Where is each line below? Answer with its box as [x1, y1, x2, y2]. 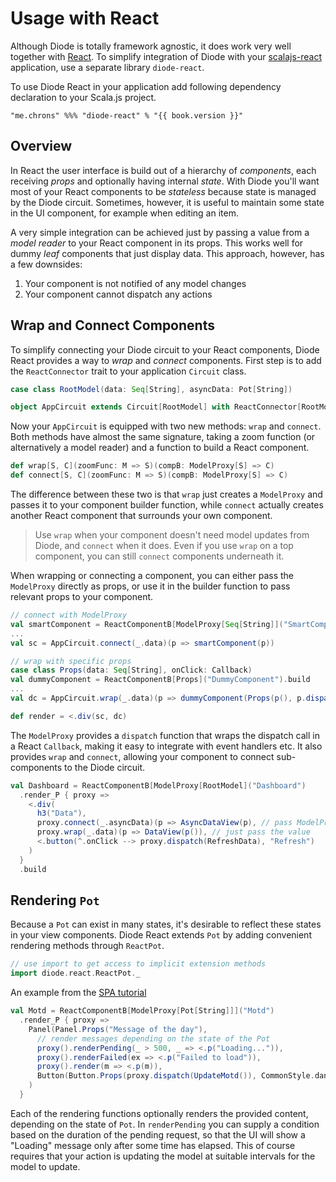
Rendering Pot [10, 892, 100, 909]
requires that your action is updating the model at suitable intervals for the [10, 1150, 316, 1162]
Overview [10, 138, 73, 155]
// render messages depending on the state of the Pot [36, 1033, 271, 1044]
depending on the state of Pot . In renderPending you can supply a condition [10, 1118, 320, 1130]
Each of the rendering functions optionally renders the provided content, [10, 1107, 309, 1119]
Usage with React [10, 7, 160, 30]
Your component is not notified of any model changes [24, 277, 247, 289]
